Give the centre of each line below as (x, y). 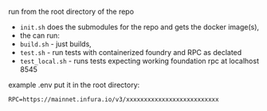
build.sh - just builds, (55, 44)
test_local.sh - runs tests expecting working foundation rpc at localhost (139, 61)
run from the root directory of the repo (71, 12)
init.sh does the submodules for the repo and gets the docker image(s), (139, 27)
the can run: (39, 36)
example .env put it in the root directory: (74, 85)
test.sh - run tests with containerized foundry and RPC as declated (131, 52)
